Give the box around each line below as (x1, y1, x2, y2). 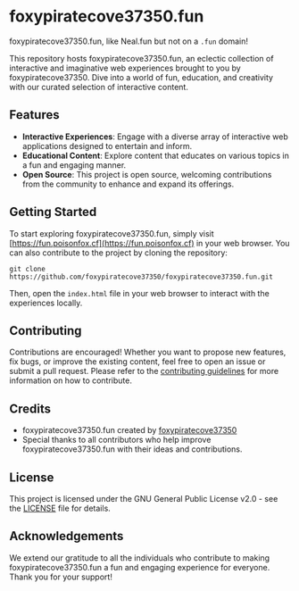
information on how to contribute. (9, 375, 132, 386)
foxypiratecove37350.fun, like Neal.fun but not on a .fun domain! (9, 36, 248, 46)
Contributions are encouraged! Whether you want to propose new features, (9, 346, 287, 358)
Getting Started (9, 204, 97, 220)
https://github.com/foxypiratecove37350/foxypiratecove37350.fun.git (9, 272, 274, 281)
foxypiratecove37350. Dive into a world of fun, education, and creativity (9, 71, 274, 82)
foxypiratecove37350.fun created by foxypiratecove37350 (21, 425, 237, 436)
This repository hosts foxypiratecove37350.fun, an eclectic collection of (9, 53, 274, 63)
